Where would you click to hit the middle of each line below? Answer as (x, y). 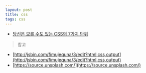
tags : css (16, 19)
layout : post (19, 10)
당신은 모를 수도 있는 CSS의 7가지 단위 (50, 34)
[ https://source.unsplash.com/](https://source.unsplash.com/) (77, 65)
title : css (17, 14)
